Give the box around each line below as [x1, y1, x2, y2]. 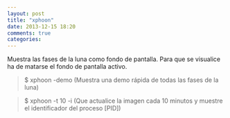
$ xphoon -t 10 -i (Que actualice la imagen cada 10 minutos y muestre [24, 96, 223, 105]
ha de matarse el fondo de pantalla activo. [7, 62, 127, 71]
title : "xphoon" [7, 17, 54, 24]
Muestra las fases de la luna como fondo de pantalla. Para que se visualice [7, 55, 221, 63]
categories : [7, 36, 42, 43]
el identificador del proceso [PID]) [24, 104, 121, 112]
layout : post [7, 10, 45, 17]
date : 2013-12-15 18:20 [7, 23, 76, 30]
